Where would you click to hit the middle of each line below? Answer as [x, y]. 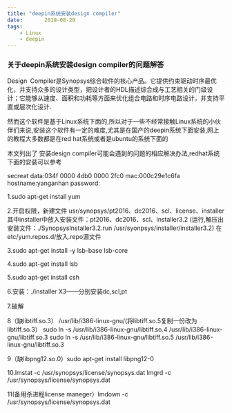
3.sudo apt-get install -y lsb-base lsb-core [68, 251]
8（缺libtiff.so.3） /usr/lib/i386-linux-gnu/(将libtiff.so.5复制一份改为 [103, 321]
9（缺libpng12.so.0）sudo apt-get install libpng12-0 [80, 359]
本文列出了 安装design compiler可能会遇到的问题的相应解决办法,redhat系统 [114, 153]
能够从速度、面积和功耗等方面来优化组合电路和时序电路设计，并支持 [122, 98]
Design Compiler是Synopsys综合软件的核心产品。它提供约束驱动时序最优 [112, 81]
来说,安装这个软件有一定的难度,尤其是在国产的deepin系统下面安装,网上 [119, 130]
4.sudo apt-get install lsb [42, 264]
